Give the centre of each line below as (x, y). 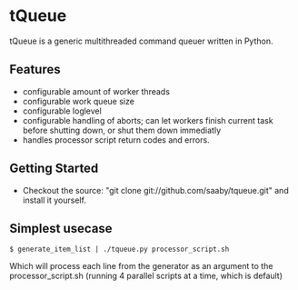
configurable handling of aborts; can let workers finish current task (148, 120)
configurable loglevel (62, 111)
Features (35, 70)
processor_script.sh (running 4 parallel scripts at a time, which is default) (146, 276)
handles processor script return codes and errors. (116, 140)
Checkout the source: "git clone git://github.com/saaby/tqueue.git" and (155, 190)
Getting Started (54, 169)
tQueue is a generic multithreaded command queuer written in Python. (141, 41)
